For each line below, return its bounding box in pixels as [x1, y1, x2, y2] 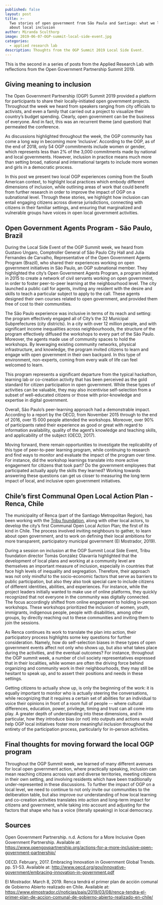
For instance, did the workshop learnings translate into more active [5, 457, 139, 463]
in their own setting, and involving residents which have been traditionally [5, 776, 152, 782]
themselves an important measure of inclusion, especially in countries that [5, 563, 154, 569]
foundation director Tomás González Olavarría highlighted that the [5, 553, 137, 559]
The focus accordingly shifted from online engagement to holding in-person [5, 599, 157, 605]
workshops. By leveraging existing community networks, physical [5, 342, 136, 347]
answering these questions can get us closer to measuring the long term [5, 473, 150, 478]
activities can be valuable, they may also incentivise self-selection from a [5, 387, 151, 393]
